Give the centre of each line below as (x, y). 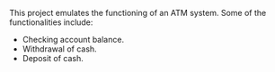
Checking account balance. (73, 40)
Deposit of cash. (53, 58)
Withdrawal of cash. (59, 49)
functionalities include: (51, 22)
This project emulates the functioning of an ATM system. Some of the (138, 13)
